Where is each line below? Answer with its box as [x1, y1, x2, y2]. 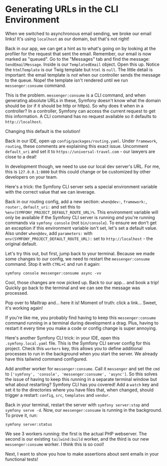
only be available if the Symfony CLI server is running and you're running [5, 214, 156, 220]
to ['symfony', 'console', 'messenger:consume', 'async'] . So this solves [5, 371, 158, 377]
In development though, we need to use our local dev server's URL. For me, [5, 163, 161, 169]
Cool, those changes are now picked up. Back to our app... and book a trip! [5, 279, 159, 285]
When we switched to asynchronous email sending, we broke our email [5, 30, 152, 36]
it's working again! [5, 305, 43, 311]
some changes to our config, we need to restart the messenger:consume [5, 255, 151, 262]
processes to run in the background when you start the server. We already [5, 350, 158, 356]
